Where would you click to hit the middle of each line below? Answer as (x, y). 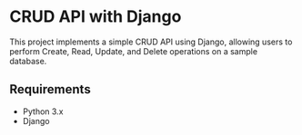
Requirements (50, 89)
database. (28, 61)
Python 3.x (43, 111)
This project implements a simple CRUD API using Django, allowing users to (151, 42)
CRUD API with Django (96, 17)
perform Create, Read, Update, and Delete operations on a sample (133, 51)
